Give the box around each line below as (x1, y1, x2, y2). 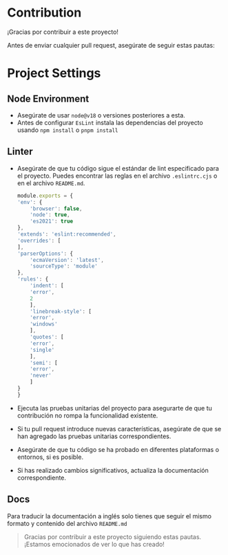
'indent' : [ (30, 282, 64, 289)
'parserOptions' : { (17, 250, 74, 257)
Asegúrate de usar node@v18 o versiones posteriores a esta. (17, 111, 186, 119)
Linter (7, 146, 33, 158)
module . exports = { (17, 192, 74, 199)
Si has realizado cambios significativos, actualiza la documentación (17, 466, 209, 474)
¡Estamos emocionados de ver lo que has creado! (23, 540, 165, 548)
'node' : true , (30, 211, 70, 218)
